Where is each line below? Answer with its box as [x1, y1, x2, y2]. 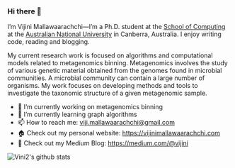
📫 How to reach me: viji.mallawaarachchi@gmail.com [17, 118, 176, 127]
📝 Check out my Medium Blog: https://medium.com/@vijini [17, 139, 189, 147]
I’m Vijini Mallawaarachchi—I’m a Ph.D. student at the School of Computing [7, 23, 226, 31]
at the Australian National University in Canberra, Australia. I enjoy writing [7, 30, 222, 38]
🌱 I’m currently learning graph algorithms [17, 110, 137, 119]
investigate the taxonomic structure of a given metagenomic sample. [7, 89, 207, 98]
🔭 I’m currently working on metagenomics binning [17, 103, 163, 111]
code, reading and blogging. [7, 38, 90, 46]
